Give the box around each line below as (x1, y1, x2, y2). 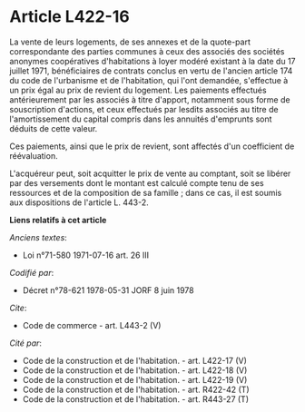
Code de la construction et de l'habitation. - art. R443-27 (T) (22, 393, 250, 405)
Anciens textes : (9, 231, 68, 242)
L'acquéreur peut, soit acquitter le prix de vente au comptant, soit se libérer (9, 168, 291, 179)
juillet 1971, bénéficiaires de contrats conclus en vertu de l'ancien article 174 (9, 65, 293, 76)
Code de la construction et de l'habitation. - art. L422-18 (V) (22, 365, 248, 376)
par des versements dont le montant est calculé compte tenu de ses (9, 177, 265, 188)
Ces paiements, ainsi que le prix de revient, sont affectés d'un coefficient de (9, 141, 295, 152)
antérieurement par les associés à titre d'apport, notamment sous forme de (9, 93, 290, 105)
